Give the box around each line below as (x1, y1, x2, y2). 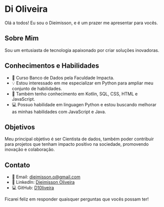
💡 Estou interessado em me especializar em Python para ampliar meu (11, 80, 154, 86)
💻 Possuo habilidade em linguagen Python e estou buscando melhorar (11, 101, 157, 107)
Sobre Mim (4, 34, 39, 42)
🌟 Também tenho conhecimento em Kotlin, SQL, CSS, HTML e (11, 90, 138, 97)
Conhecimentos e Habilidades (4, 62, 99, 70)
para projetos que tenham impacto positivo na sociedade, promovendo (4, 141, 149, 147)
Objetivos (4, 123, 35, 131)
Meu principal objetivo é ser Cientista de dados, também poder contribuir (4, 136, 154, 142)
